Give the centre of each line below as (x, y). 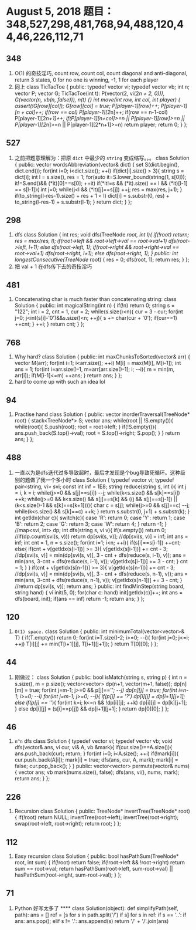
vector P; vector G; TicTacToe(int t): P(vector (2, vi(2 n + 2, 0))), (90, 93)
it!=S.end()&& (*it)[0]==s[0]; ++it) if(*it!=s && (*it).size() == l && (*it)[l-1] (101, 183)
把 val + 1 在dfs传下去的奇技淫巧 (53, 266)
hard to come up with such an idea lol (60, 382)
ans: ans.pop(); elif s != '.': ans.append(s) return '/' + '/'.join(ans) (92, 921)
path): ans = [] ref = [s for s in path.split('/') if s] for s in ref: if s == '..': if (100, 915)
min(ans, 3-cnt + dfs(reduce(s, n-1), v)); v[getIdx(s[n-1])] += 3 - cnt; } (98, 580)
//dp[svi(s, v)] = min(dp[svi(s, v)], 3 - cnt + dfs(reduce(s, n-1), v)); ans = (101, 574)
